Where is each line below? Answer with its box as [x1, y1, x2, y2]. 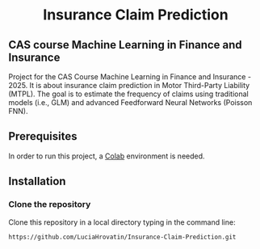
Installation [8, 175, 66, 188]
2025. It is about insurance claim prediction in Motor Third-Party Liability [8, 81, 250, 90]
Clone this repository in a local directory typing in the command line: [8, 217, 236, 227]
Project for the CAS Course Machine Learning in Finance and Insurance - [8, 72, 252, 82]
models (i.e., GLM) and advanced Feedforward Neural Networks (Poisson [8, 98, 253, 107]
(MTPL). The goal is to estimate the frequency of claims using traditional [8, 89, 249, 99]
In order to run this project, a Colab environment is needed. [8, 151, 205, 161]
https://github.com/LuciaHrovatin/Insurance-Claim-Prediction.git [8, 233, 237, 241]
